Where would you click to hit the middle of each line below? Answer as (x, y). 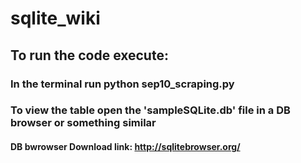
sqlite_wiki (55, 18)
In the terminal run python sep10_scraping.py (122, 84)
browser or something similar (83, 123)
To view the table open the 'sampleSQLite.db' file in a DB (150, 110)
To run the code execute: (89, 55)
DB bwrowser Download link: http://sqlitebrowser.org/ (125, 147)
